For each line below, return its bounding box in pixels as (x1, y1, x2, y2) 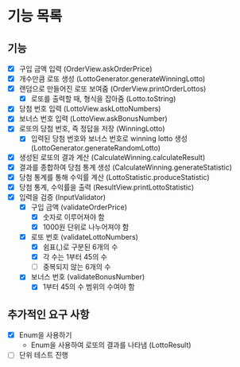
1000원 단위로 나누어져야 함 (42, 222, 130, 232)
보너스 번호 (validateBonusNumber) (30, 272, 145, 282)
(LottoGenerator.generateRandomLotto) (30, 143, 161, 152)
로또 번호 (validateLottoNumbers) (30, 232, 138, 241)
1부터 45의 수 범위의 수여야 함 (42, 282, 135, 291)
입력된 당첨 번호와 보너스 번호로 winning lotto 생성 (30, 134, 188, 143)
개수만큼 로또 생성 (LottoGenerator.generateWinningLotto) (18, 74, 206, 84)
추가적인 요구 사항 (7, 307, 90, 321)
